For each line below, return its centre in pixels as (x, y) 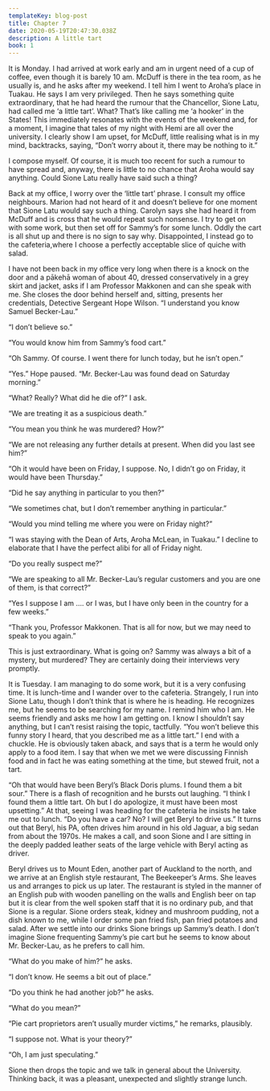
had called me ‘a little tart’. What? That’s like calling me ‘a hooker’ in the (126, 111)
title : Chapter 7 (37, 23)
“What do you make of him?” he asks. (70, 962)
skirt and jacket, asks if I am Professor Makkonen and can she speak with (130, 286)
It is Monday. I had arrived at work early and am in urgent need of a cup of (131, 68)
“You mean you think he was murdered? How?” (86, 429)
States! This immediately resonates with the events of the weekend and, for (133, 120)
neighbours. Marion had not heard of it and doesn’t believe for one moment (133, 202)
